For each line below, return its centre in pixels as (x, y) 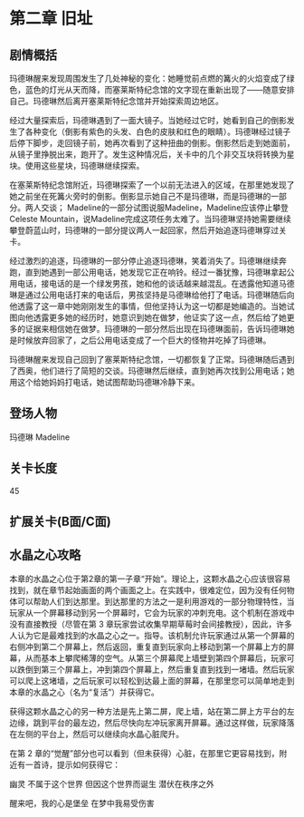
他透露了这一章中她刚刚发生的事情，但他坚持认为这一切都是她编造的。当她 (148, 306)
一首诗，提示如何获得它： (72, 764)
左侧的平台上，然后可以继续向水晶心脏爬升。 (100, 734)
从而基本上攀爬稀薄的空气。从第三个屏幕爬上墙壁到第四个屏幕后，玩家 (156, 657)
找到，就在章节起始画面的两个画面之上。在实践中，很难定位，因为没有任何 (148, 589)
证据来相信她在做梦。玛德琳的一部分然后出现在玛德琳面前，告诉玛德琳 (156, 329)
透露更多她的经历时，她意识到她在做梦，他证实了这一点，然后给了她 (160, 317)
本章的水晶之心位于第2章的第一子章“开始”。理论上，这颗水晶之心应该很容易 (150, 579)
